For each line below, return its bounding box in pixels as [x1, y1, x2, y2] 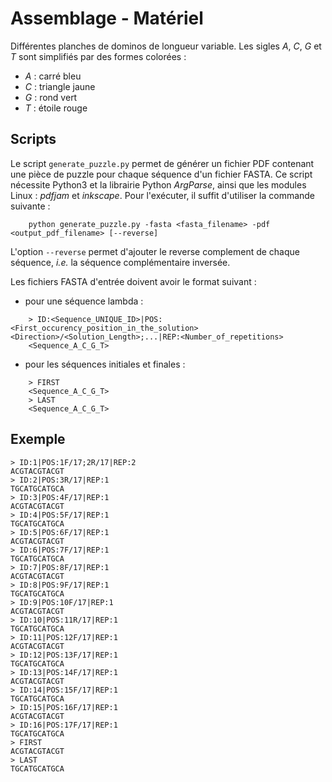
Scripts [10, 131, 57, 148]
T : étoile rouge [24, 102, 88, 114]
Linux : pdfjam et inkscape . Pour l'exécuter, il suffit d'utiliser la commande [10, 189, 316, 201]
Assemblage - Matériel [10, 7, 204, 30]
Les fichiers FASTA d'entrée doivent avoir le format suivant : [10, 275, 257, 287]
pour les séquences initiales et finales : [24, 358, 186, 370]
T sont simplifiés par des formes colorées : [10, 50, 187, 62]
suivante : [10, 200, 51, 212]
